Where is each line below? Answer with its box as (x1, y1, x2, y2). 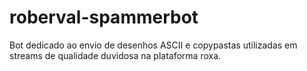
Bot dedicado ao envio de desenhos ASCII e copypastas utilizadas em (9, 39, 298, 51)
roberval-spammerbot (9, 6, 199, 29)
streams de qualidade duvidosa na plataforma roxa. (9, 49, 222, 61)
